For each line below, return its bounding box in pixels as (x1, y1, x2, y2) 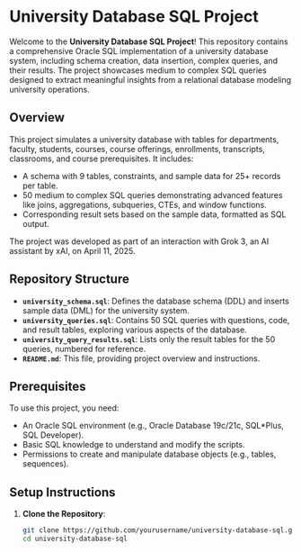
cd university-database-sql (22, 534, 128, 544)
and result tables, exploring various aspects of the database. (22, 324, 247, 335)
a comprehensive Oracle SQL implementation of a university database (9, 45, 269, 56)
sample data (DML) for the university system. (22, 304, 190, 316)
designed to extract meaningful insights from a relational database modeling (9, 74, 292, 85)
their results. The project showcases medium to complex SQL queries (9, 65, 267, 76)
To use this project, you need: (9, 403, 120, 413)
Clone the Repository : (22, 509, 106, 520)
